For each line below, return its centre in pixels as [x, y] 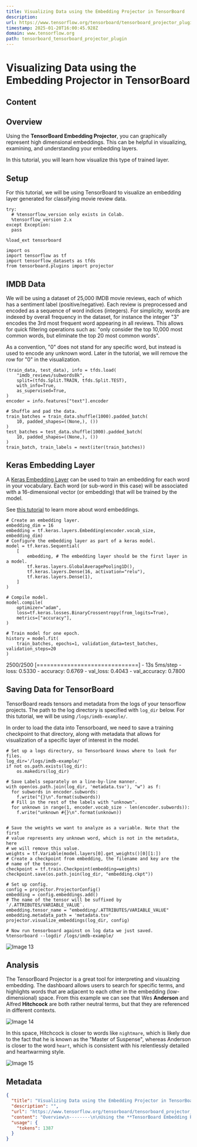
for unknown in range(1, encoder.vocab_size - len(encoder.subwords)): [101, 807]
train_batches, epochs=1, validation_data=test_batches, [88, 644]
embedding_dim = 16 [30, 525]
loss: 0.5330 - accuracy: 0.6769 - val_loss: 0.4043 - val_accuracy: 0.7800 [96, 671]
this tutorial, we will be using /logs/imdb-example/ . [67, 716]
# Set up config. [27, 884]
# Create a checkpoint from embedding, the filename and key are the [93, 859]
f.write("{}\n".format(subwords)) [59, 797]
